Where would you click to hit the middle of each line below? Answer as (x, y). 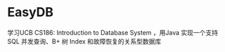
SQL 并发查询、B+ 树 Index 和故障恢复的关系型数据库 (84, 41)
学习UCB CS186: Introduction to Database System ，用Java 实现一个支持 (113, 32)
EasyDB (31, 12)
